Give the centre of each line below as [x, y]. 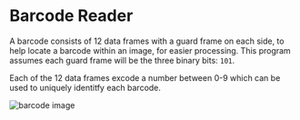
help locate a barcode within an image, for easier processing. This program [150, 50]
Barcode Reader [71, 16]
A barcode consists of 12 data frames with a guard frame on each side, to [147, 41]
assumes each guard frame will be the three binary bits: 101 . [122, 60]
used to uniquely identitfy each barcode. [85, 87]
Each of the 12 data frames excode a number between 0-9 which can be [145, 77]
